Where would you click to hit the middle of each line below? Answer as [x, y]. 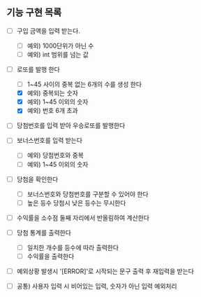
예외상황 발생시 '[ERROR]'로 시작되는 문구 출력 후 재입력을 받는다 [105, 271]
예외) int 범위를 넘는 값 [58, 54]
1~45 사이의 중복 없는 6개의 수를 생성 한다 [84, 84]
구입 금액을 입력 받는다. [49, 31]
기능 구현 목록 [34, 13]
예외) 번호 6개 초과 [52, 111]
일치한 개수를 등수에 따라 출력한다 [73, 247]
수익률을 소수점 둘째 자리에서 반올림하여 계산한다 [83, 217]
